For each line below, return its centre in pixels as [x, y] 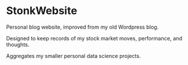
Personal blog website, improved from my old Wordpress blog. [82, 27]
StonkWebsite [42, 11]
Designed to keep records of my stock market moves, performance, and [94, 38]
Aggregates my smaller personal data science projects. [74, 56]
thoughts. [18, 45]
